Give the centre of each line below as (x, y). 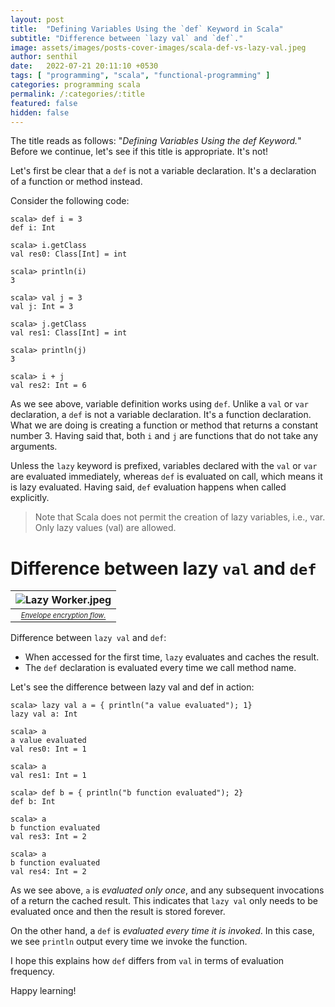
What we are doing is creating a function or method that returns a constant (164, 425)
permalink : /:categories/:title (77, 94)
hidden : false (40, 112)
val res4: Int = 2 (48, 872)
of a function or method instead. (76, 182)
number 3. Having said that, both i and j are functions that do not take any (164, 436)
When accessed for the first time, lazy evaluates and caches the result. (172, 657)
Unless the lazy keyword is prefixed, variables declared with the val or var (164, 466)
